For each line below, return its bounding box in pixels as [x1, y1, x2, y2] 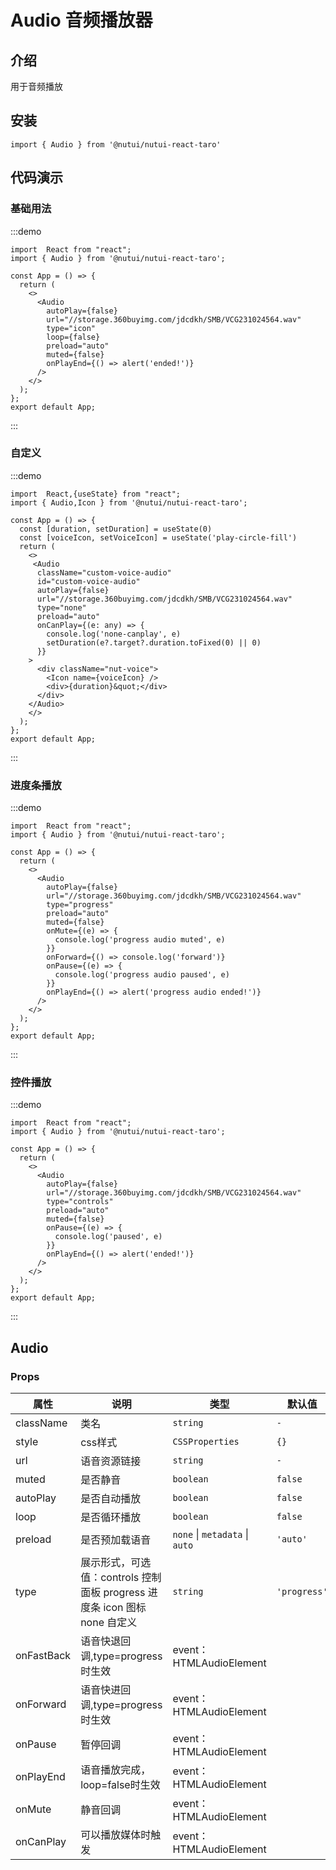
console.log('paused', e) [54, 1232, 163, 1242]
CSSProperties [172, 1436, 240, 1448]
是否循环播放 [80, 1511, 142, 1525]
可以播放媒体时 [80, 1828, 152, 1842]
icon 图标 [103, 1601, 147, 1615]
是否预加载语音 [80, 1533, 152, 1547]
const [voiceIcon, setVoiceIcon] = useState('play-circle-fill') [19, 532, 298, 543]
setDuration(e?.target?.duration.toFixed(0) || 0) [46, 637, 262, 648]
